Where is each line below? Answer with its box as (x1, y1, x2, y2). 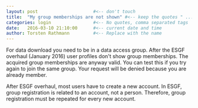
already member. (6, 72, 47, 79)
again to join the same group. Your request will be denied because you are (6, 65, 187, 72)
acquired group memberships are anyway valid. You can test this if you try (6, 59, 187, 66)
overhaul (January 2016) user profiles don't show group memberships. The (6, 53, 189, 60)
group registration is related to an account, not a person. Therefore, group (6, 89, 186, 96)
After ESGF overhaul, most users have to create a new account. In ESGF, (6, 83, 182, 90)
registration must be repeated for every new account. (6, 95, 136, 103)
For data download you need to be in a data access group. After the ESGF (6, 46, 185, 53)
